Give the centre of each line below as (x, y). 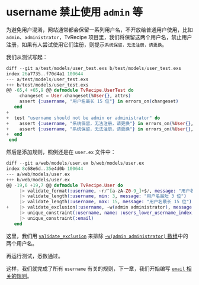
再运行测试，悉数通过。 (35, 256)
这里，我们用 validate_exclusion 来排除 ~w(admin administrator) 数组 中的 (97, 236)
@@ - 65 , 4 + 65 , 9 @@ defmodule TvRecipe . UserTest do (70, 90)
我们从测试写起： (27, 57)
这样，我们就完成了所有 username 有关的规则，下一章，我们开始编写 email (96, 268)
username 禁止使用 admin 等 (75, 12)
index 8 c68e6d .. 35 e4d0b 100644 (45, 169)
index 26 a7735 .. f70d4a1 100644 (45, 74)
